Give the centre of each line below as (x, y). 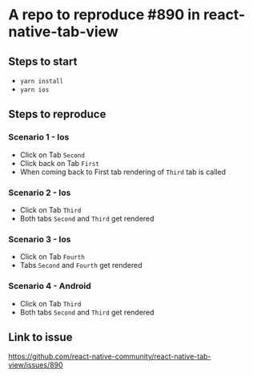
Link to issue (40, 337)
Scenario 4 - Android (50, 286)
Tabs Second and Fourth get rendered (81, 266)
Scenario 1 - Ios (39, 137)
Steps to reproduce (57, 114)
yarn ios (34, 90)
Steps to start (43, 61)
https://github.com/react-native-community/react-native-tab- (110, 357)
